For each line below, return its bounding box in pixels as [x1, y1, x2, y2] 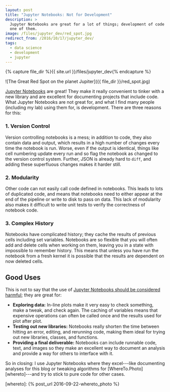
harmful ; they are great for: [5, 292, 62, 298]
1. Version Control [5, 123, 50, 130]
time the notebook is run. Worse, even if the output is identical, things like [5, 145, 159, 151]
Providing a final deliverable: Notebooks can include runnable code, [12, 340, 157, 346]
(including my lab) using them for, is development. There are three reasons [5, 105, 161, 111]
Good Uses [5, 273, 41, 282]
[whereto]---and [5, 371, 40, 377]
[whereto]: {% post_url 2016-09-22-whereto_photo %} [5, 381, 120, 387]
